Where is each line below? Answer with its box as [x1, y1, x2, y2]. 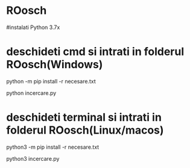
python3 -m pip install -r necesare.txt [6, 143, 100, 150]
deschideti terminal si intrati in [6, 111, 162, 124]
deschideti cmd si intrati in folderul [6, 45, 185, 59]
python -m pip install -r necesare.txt [6, 77, 97, 85]
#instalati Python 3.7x [6, 24, 60, 31]
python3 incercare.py [6, 155, 60, 162]
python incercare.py [6, 89, 57, 97]
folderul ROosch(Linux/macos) [6, 123, 164, 137]
